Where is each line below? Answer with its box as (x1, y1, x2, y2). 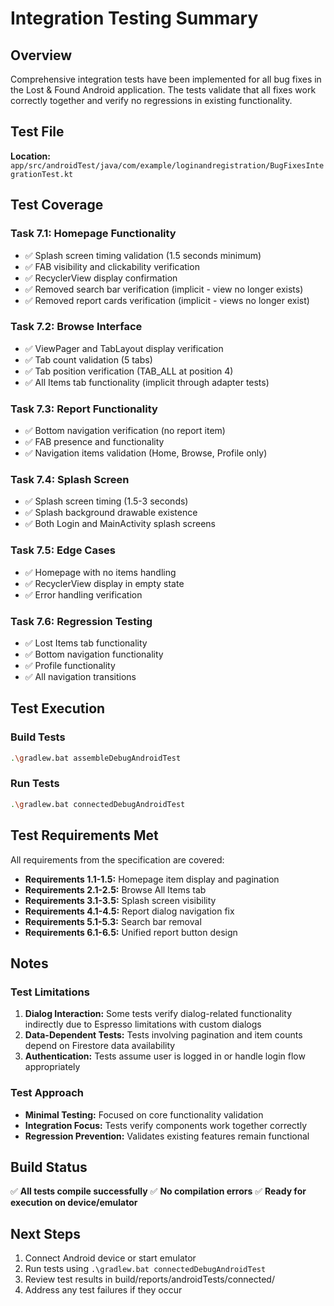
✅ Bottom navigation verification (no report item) (24, 425, 226, 437)
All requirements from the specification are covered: (10, 853, 225, 866)
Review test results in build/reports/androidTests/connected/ (24, 1273, 275, 1286)
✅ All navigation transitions (24, 670, 137, 682)
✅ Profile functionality (24, 659, 116, 671)
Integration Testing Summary (10, 7, 259, 30)
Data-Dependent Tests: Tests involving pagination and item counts (24, 1029, 303, 1041)
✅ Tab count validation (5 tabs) (24, 353, 153, 366)
